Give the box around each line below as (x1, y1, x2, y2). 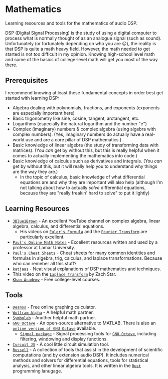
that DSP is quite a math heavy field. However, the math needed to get (5, 46, 150, 52)
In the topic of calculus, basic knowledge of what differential (20, 174, 145, 180)
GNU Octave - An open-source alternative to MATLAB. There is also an (12, 320, 156, 326)
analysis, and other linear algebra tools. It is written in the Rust (12, 362, 141, 369)
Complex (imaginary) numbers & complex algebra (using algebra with (12, 126, 156, 132)
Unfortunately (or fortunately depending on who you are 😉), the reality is (5, 40, 156, 46)
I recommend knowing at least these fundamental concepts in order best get (5, 89, 163, 96)
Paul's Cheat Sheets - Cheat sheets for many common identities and (12, 250, 155, 256)
